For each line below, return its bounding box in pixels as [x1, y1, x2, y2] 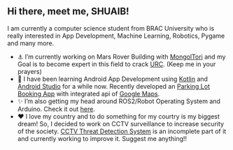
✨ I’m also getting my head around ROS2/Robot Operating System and [17, 97, 220, 105]
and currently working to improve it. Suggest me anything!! [17, 134, 188, 142]
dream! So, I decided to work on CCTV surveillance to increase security [17, 119, 225, 128]
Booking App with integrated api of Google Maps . [17, 89, 160, 98]
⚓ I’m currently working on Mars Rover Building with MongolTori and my [17, 52, 226, 61]
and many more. [7, 38, 55, 47]
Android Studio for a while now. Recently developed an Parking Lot [17, 82, 211, 90]
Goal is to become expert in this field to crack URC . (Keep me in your [17, 59, 216, 68]
